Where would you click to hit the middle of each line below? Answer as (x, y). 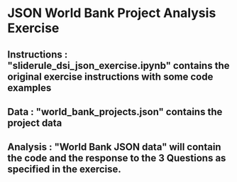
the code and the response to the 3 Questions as (117, 158)
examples (29, 88)
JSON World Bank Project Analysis (112, 13)
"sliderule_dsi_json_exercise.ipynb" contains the (118, 65)
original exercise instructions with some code (110, 76)
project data (35, 123)
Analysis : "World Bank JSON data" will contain (114, 147)
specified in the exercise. (65, 170)
